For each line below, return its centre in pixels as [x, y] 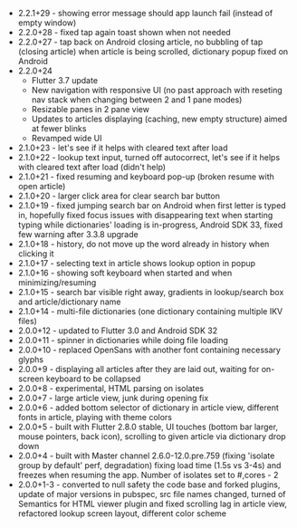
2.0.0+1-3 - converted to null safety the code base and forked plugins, [149, 485]
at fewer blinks [59, 129]
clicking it [36, 254]
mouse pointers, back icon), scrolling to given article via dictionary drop [152, 437]
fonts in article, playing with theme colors [95, 417]
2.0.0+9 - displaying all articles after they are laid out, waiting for [139, 369]
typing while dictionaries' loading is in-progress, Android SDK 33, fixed [150, 225]
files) [28, 321]
